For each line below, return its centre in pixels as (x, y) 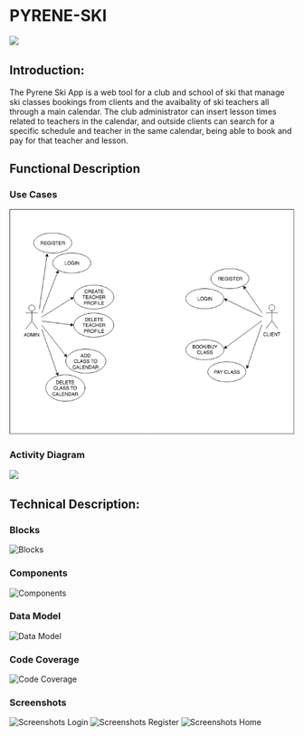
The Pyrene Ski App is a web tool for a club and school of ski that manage (147, 92)
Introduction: (47, 70)
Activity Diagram (47, 455)
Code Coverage (44, 659)
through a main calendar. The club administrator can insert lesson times (143, 111)
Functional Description (75, 169)
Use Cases (33, 195)
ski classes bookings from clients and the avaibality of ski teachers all (139, 101)
